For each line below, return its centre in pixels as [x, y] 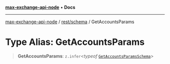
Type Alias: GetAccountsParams [75, 42]
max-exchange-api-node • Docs [40, 7]
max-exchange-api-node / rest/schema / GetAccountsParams [70, 22]
